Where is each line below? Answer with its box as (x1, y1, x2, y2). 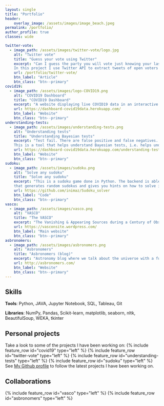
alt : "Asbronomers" (14, 247, 54, 252)
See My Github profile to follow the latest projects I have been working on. (5, 363, 154, 369)
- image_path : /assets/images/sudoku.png (9, 165, 95, 171)
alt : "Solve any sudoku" (14, 170, 64, 175)
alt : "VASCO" (14, 211, 41, 216)
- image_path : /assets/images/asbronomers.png (9, 242, 106, 248)
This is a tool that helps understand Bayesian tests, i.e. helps (14, 143, 152, 148)
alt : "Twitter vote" (14, 52, 56, 57)
